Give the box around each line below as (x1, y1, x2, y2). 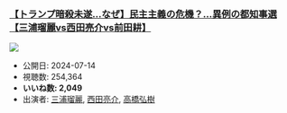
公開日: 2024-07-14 (22, 60, 97, 71)
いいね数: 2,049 (22, 83, 83, 93)
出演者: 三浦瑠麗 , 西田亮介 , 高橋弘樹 (22, 94, 155, 105)
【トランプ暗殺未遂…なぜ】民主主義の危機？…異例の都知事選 (9, 7, 277, 20)
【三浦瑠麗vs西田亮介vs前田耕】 (9, 21, 152, 33)
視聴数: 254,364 (22, 72, 83, 83)
